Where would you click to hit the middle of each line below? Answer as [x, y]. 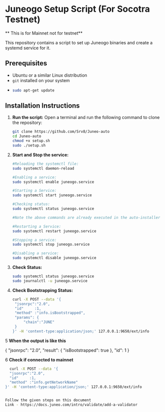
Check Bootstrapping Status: [43, 290]
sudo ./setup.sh [29, 146]
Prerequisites [26, 63]
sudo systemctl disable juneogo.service [54, 258]
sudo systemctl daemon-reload [43, 168]
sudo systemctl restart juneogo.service [54, 231]
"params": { [27, 318]
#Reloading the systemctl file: [45, 164]
